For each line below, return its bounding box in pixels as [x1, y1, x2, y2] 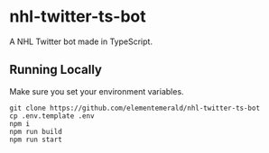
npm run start [9, 135, 63, 144]
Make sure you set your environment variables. [9, 85, 184, 96]
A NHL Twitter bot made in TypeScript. [9, 36, 153, 47]
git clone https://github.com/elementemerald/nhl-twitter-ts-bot [9, 103, 260, 112]
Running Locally [9, 62, 102, 77]
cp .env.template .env [9, 111, 95, 121]
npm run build [9, 127, 63, 136]
